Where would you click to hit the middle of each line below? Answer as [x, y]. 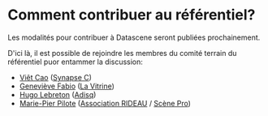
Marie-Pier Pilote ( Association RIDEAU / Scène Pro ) [105, 103]
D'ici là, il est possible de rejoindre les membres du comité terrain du [122, 53]
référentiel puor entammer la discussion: [76, 62]
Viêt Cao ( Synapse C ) [56, 77]
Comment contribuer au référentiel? [132, 15]
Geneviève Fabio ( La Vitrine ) [67, 86]
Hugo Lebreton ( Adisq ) [58, 94]
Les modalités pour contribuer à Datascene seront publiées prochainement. [134, 37]
